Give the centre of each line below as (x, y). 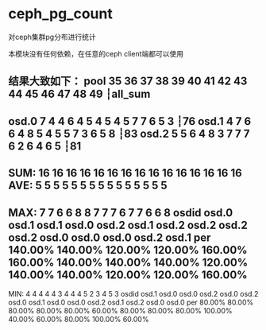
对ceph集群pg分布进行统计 (52, 37)
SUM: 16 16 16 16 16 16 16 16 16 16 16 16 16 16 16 (125, 173)
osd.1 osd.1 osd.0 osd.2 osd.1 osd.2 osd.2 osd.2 (128, 225)
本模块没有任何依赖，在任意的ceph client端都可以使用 (96, 53)
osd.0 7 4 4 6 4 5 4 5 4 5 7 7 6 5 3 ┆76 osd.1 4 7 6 (130, 121)
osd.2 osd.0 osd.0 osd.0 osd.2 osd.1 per (110, 237)
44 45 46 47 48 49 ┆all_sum (79, 94)
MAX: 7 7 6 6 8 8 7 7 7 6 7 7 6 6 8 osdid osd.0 (121, 213)
